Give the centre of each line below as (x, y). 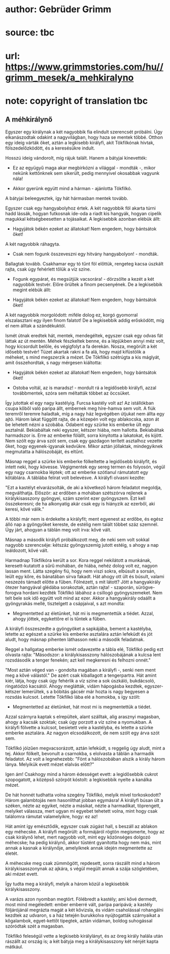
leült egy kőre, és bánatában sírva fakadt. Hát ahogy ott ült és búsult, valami (85, 576)
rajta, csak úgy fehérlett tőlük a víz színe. (48, 269)
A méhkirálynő (29, 120)
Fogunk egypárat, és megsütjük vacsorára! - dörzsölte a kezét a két (83, 279)
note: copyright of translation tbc (77, 101)
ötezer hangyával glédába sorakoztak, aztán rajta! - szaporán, (70, 587)
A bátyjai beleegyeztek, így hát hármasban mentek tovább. (67, 198)
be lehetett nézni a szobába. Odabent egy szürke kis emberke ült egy (78, 424)
